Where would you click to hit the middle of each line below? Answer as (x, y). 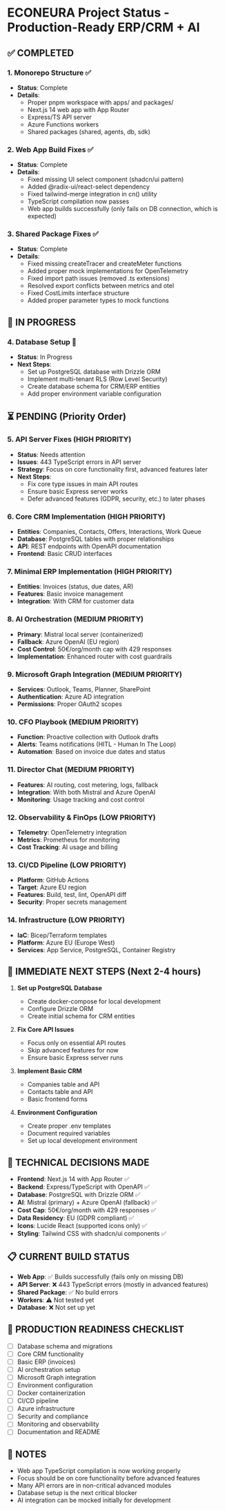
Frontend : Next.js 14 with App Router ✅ (73, 1179)
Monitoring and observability (58, 1424)
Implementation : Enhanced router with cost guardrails (95, 656)
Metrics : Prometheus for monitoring (68, 840)
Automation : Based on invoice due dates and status (91, 752)
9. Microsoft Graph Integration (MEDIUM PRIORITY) (95, 674)
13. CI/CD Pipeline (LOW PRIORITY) (67, 864)
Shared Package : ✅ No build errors (68, 1292)
